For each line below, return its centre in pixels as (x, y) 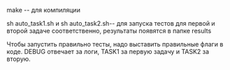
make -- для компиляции (44, 10)
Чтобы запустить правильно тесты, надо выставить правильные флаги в (115, 44)
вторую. (19, 59)
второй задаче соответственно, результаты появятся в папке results (109, 31)
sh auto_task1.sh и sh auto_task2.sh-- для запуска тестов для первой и (111, 23)
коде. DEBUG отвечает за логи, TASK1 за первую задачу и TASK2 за (108, 52)
